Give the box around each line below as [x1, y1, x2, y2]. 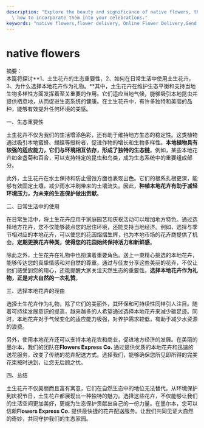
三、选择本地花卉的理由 [6, 287, 65, 295]
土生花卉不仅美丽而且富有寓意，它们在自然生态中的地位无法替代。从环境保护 [6, 385, 198, 392]
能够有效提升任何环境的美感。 [16, 105, 92, 113]
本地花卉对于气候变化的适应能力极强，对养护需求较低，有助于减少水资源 [16, 315, 198, 323]
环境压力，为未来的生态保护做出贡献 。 [6, 190, 102, 197]
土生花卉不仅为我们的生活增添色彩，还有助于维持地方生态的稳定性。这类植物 [6, 132, 198, 139]
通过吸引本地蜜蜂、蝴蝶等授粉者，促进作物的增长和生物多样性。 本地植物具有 [6, 139, 198, 146]
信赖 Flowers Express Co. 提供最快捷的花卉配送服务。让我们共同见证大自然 [6, 407, 194, 415]
